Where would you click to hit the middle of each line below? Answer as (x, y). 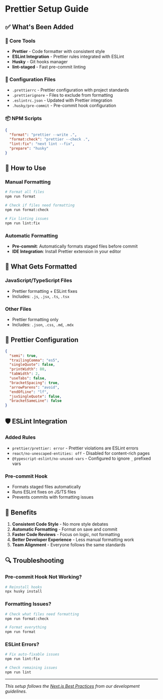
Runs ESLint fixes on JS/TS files (44, 492)
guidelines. (16, 691)
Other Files (18, 309)
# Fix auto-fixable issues (32, 654)
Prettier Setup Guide (47, 9)
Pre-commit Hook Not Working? (43, 577)
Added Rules (20, 437)
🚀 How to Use (25, 168)
